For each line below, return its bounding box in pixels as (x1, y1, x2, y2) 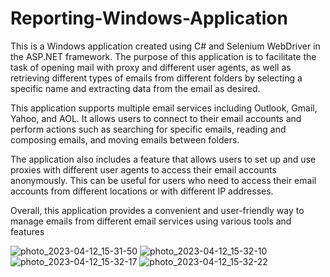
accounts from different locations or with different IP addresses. (10, 185, 274, 197)
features (10, 225, 45, 237)
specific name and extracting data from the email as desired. (10, 82, 261, 94)
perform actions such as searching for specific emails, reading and (10, 123, 287, 135)
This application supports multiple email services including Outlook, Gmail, (10, 102, 318, 114)
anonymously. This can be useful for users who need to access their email (10, 174, 317, 186)
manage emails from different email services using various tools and (10, 215, 292, 227)
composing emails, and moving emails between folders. (10, 133, 240, 146)
